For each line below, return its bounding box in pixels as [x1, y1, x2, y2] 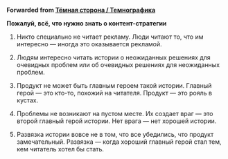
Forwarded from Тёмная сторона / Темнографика [6, 6, 156, 14]
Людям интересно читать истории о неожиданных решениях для [16, 53, 211, 62]
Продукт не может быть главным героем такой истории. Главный [16, 82, 212, 89]
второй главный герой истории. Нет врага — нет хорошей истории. [16, 117, 217, 125]
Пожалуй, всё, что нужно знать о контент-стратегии [6, 19, 167, 27]
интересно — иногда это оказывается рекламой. [16, 40, 162, 48]
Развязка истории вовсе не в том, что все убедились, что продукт [16, 131, 214, 138]
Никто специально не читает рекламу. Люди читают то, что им [16, 32, 204, 41]
